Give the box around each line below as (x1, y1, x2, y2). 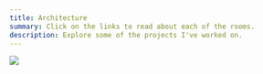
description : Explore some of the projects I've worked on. (9, 30, 244, 39)
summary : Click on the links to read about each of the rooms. (9, 22, 256, 31)
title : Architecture (9, 13, 89, 23)
